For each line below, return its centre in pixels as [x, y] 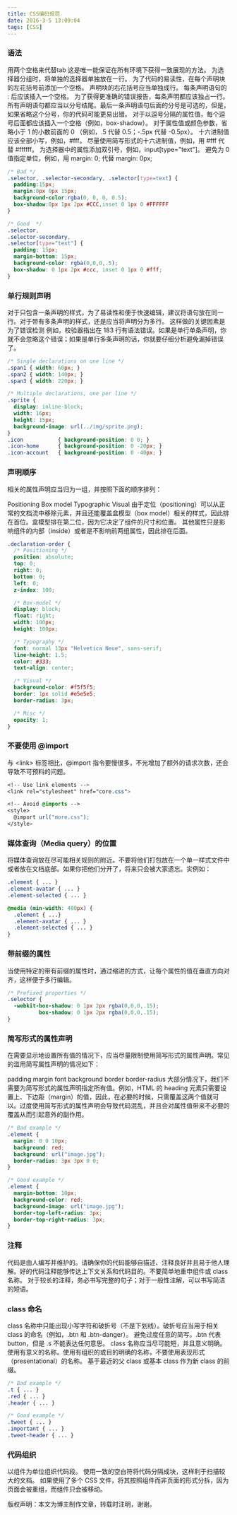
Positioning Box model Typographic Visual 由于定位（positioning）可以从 [113, 504]
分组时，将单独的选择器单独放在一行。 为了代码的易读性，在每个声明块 [122, 78]
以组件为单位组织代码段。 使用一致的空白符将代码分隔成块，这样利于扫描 [113, 1472]
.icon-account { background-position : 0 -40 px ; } [85, 453]
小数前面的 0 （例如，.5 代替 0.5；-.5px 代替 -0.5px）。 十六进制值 [134, 131]
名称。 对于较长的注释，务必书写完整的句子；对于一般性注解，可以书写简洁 [116, 1280]
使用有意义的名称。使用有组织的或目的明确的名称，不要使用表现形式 [106, 1352]
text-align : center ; [44, 668]
